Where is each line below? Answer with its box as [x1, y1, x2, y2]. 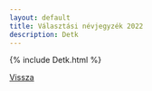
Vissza [9, 72, 34, 83]
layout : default [9, 13, 71, 23]
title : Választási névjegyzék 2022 [9, 22, 144, 31]
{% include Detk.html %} [9, 55, 102, 66]
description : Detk [9, 30, 79, 39]
